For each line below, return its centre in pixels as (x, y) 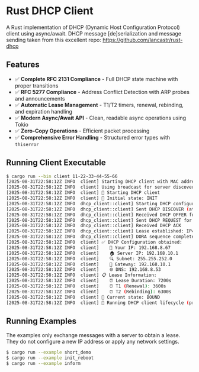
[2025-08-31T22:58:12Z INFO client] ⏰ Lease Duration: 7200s (89, 281)
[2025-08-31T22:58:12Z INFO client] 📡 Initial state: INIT (82, 198)
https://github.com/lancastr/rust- (143, 40)
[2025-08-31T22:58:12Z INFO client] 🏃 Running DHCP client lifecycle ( (98, 303)
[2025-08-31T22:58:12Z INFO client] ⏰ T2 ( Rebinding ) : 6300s (89, 292)
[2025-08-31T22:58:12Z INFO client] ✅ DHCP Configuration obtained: (94, 242)
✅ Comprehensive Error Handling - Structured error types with (92, 137)
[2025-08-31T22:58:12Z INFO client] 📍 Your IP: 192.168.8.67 (88, 248)
